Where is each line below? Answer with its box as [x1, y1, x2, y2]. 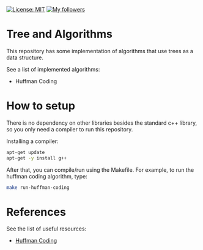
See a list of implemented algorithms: [6, 65, 100, 73]
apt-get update [6, 149, 45, 155]
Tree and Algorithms [6, 28, 113, 41]
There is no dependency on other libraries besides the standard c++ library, [6, 119, 197, 127]
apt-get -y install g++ [6, 155, 67, 161]
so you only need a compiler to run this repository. [6, 125, 133, 133]
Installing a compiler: [6, 138, 59, 145]
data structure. [6, 54, 44, 61]
